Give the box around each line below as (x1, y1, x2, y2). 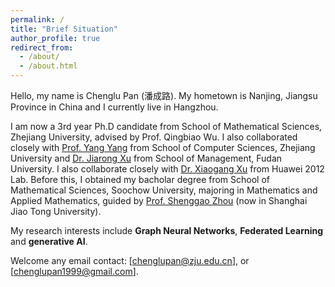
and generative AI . (10, 236, 88, 247)
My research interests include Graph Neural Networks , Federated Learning (10, 225, 324, 236)
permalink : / (10, 14, 65, 25)
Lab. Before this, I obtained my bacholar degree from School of (10, 174, 271, 185)
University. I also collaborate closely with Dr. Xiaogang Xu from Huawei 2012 (10, 163, 325, 175)
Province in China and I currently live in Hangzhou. (10, 101, 219, 113)
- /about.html (19, 61, 78, 71)
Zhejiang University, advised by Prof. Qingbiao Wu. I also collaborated (10, 131, 298, 143)
